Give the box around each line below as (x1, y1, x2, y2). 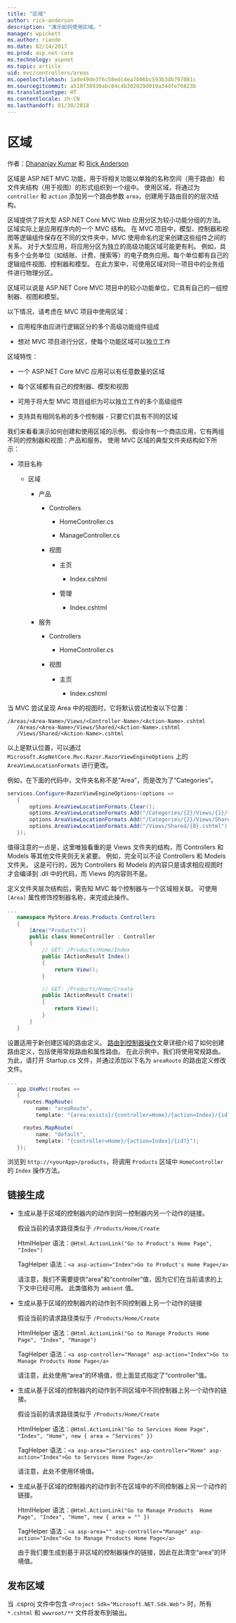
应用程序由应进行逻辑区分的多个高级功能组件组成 (17, 322, 159, 331)
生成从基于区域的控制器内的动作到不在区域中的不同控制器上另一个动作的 (17, 1482, 227, 1491)
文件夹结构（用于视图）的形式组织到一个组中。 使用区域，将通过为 (7, 183, 200, 191)
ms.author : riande (7, 37, 61, 44)
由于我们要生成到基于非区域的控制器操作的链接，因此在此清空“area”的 (17, 1548, 221, 1557)
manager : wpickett (7, 30, 61, 37)
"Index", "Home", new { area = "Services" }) (17, 1433, 153, 1440)
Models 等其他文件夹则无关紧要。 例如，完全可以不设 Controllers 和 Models (7, 851, 226, 860)
